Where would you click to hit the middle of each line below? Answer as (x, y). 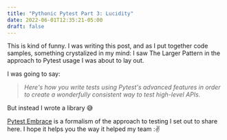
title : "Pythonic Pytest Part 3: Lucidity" (71, 13)
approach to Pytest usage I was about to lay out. (76, 61)
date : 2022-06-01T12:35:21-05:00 (55, 20)
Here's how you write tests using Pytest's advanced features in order (122, 88)
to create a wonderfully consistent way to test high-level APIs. (112, 94)
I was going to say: (34, 74)
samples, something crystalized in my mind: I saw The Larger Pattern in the (114, 53)
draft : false (26, 26)
